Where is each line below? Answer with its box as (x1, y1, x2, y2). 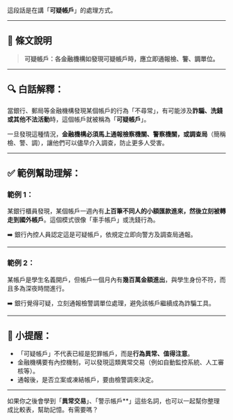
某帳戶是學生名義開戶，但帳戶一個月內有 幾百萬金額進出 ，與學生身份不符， (7, 275, 220, 284)
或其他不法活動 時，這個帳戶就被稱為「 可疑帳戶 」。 (7, 115, 150, 123)
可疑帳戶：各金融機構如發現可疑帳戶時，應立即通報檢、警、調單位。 (24, 54, 219, 63)
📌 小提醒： (7, 330, 52, 341)
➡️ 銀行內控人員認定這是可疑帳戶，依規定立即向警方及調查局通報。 (7, 230, 197, 239)
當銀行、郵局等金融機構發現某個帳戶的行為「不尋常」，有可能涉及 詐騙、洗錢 (7, 106, 223, 115)
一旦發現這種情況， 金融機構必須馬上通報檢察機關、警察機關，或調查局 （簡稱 (7, 129, 226, 138)
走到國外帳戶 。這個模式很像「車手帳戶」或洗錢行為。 (7, 216, 159, 224)
